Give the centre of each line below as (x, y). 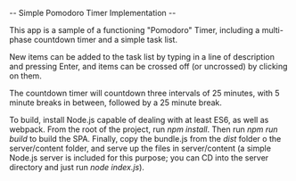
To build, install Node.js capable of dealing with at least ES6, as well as (139, 120)
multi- (272, 30)
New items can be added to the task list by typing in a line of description (142, 57)
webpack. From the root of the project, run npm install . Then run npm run (144, 129)
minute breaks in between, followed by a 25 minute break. (116, 103)
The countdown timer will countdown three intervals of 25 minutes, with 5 (144, 93)
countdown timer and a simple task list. (106, 40)
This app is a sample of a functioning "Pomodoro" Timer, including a (135, 30)
